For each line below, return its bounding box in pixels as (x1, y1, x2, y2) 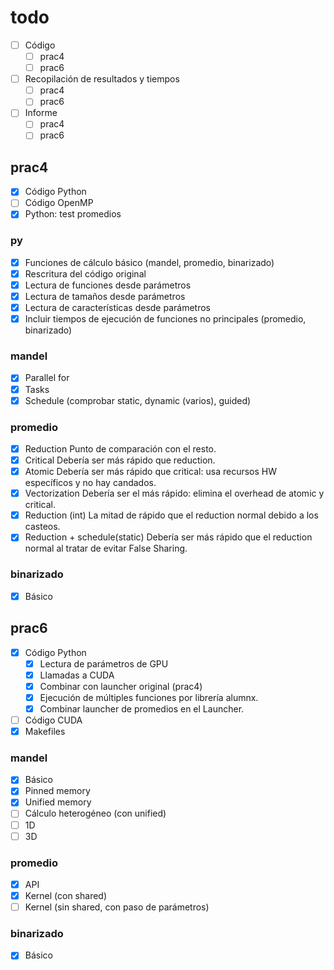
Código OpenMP (24, 197, 94, 209)
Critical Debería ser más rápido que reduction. (24, 454, 216, 466)
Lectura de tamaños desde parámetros (24, 290, 186, 302)
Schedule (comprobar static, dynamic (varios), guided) (24, 394, 252, 406)
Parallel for (24, 372, 70, 384)
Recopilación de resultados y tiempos (24, 73, 180, 85)
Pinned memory (24, 785, 91, 797)
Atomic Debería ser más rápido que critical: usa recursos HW (24, 466, 278, 478)
